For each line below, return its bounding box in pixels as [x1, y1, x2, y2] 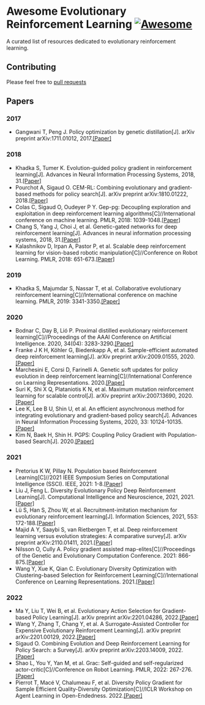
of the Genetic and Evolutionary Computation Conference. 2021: [15, 552, 177, 559]
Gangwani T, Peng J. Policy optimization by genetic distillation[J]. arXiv [15, 128, 195, 136]
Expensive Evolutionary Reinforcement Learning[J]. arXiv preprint [15, 626, 181, 634]
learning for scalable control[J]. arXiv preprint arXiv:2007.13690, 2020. [15, 392, 193, 399]
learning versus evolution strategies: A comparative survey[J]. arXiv [15, 532, 187, 539]
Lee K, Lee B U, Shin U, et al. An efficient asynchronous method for [15, 405, 185, 412]
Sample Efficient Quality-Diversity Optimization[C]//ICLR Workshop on [15, 685, 193, 693]
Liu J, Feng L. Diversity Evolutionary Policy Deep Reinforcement [15, 487, 176, 494]
